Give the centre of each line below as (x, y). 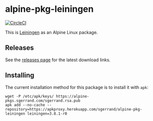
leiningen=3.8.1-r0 (47, 114)
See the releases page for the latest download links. (58, 60)
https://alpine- (73, 96)
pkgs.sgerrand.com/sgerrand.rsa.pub (43, 101)
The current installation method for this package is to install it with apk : (77, 87)
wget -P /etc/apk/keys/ (30, 96)
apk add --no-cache (25, 105)
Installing (20, 75)
